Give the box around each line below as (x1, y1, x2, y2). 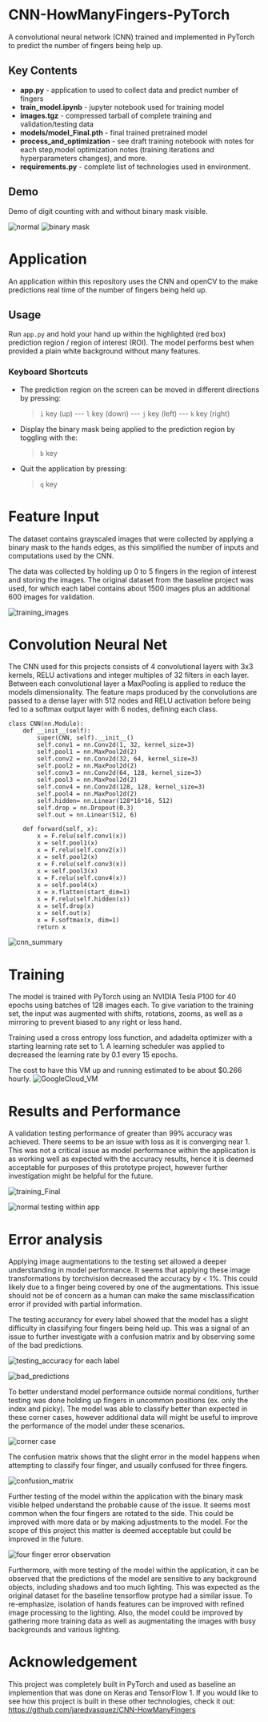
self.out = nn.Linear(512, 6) (37, 811, 138, 819)
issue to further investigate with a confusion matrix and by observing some (8, 1332, 256, 1341)
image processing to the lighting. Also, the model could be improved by (8, 1608, 244, 1618)
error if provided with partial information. (8, 1300, 142, 1309)
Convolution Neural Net (8, 635, 168, 654)
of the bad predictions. (8, 1341, 84, 1350)
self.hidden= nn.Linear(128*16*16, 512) (37, 797, 174, 805)
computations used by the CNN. (8, 550, 114, 560)
